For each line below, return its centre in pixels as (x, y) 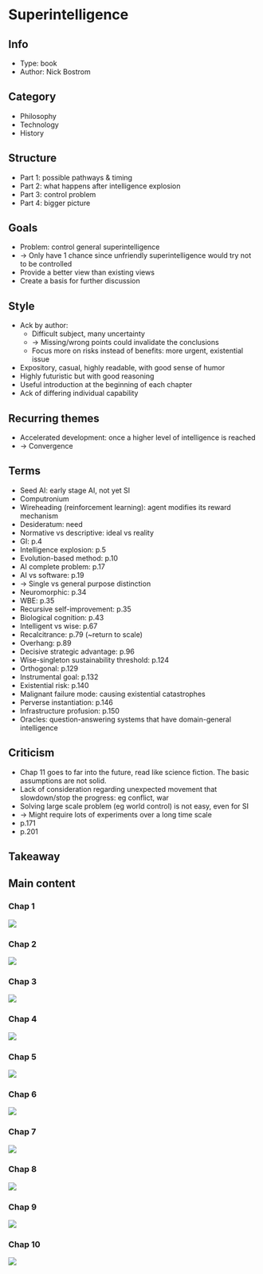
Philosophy (38, 116)
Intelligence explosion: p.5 (63, 549)
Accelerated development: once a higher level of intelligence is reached (138, 437)
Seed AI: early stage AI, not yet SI (75, 490)
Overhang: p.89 (45, 643)
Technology (39, 125)
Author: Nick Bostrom (55, 72)
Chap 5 (23, 1057)
